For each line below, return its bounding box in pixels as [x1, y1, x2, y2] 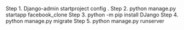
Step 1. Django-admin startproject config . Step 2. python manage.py [5, 5, 176, 12]
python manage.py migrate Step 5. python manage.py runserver [5, 18, 165, 24]
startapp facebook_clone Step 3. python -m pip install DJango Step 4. [5, 11, 179, 18]
